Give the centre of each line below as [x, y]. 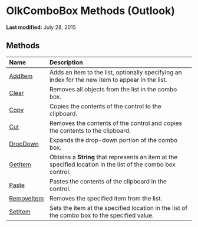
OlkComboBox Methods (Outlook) [90, 11]
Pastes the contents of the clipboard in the [108, 181]
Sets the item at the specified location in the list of [118, 208]
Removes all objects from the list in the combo [113, 89]
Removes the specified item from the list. [106, 198]
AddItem [21, 76]
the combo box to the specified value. [102, 215]
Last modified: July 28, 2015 [41, 27]
